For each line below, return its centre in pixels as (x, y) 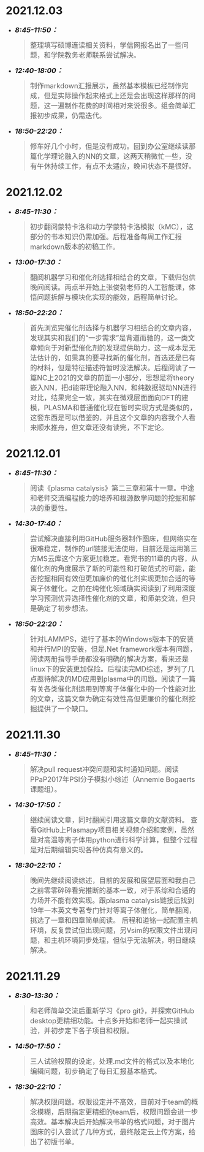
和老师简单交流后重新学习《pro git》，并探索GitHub (112, 1011)
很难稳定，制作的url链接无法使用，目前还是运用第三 (113, 548)
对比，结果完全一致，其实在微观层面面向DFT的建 (109, 398)
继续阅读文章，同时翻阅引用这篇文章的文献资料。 (109, 820)
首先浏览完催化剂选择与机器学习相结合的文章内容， (113, 328)
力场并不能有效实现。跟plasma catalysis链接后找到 (112, 900)
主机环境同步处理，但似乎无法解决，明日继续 (123, 940)
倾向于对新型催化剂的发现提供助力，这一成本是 (113, 348)
